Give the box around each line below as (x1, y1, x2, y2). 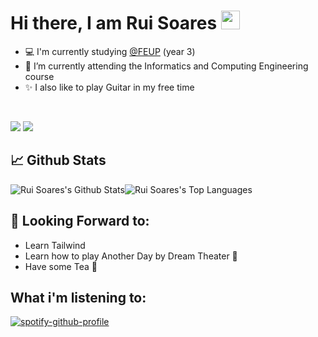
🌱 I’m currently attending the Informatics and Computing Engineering (24, 60, 309, 72)
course (24, 70, 55, 82)
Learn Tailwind (24, 239, 86, 251)
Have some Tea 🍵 (24, 260, 98, 272)
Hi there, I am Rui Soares (10, 12, 218, 35)
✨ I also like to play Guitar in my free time (24, 81, 195, 93)
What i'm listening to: (10, 289, 147, 306)
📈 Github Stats (10, 152, 107, 169)
